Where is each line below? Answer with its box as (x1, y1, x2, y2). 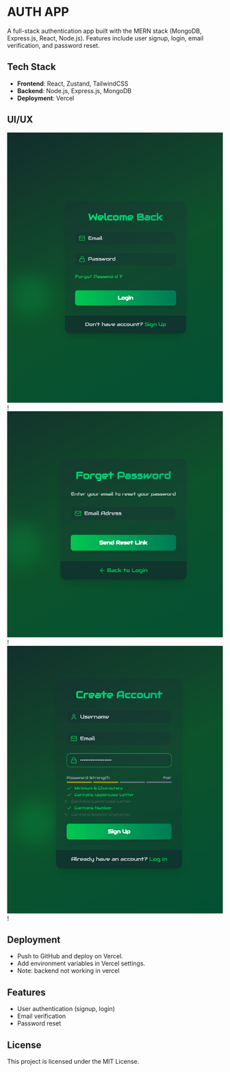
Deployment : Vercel (16, 94, 75, 102)
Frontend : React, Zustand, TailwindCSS (16, 79, 129, 88)
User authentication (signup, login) (16, 1005, 115, 1013)
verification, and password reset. (7, 41, 101, 49)
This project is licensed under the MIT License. (7, 1057, 140, 1065)
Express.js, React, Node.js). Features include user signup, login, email (7, 34, 204, 42)
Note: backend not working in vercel (16, 967, 120, 975)
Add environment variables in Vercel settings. (16, 960, 146, 968)
